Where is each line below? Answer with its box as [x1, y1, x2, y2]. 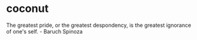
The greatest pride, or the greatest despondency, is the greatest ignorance [6, 21, 192, 29]
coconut [6, 2, 49, 16]
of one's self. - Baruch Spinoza [6, 27, 83, 35]
